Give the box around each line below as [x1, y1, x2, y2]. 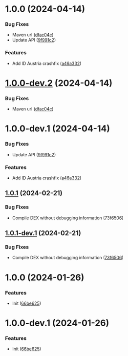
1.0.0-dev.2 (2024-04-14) [5, 77, 113, 88]
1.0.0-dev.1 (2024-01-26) [5, 317, 109, 329]
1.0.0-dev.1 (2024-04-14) [5, 123, 110, 134]
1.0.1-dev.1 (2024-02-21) [5, 229, 82, 237]
